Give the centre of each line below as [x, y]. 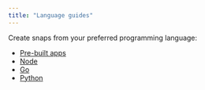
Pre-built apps [43, 52]
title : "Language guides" [50, 15]
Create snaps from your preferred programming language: [103, 38]
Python [31, 77]
